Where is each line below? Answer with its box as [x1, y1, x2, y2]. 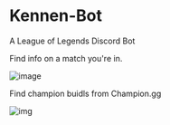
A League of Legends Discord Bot [9, 35, 136, 46]
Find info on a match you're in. [9, 53, 123, 63]
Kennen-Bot [9, 5, 102, 26]
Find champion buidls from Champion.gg [9, 88, 162, 99]
